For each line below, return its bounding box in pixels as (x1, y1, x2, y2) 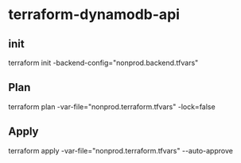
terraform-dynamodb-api (8, 6, 181, 24)
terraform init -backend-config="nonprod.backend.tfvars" (8, 58, 199, 67)
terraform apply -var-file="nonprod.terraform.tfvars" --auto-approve (8, 146, 233, 155)
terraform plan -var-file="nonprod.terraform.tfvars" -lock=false (8, 101, 216, 112)
